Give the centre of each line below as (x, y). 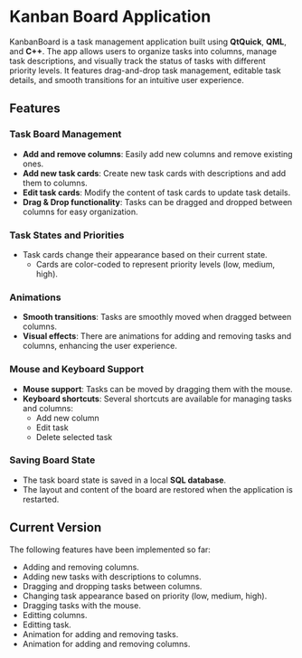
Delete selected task (74, 437)
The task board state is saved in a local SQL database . (124, 480)
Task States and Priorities (67, 235)
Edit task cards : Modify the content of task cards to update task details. (156, 193)
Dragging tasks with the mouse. (82, 605)
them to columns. (55, 183)
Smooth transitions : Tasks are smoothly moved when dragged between (157, 317)
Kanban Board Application (110, 17)
